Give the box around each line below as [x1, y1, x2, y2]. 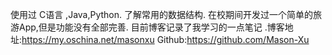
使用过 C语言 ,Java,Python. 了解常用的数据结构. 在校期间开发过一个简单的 [10, 9, 313, 20]
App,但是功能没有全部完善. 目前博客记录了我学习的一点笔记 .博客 [18, 21, 285, 33]
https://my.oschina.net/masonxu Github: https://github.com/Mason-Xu [21, 34, 310, 45]
